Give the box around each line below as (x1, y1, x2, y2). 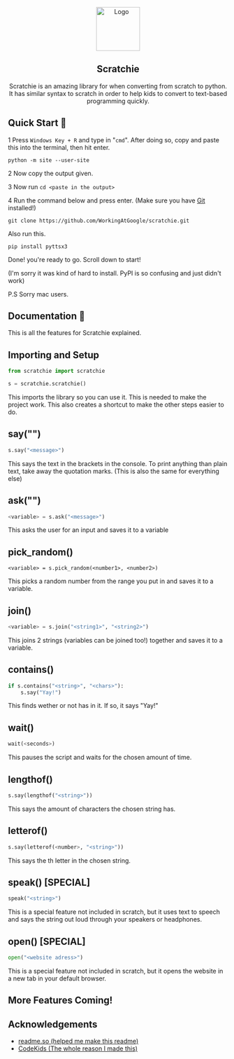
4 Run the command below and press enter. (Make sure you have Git (8, 196, 205, 205)
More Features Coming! (8, 995, 113, 1006)
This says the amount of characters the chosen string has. (8, 805, 176, 813)
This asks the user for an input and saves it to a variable (8, 526, 169, 534)
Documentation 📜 (8, 310, 86, 322)
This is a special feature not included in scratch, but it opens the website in (8, 966, 224, 975)
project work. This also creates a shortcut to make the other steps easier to (8, 400, 224, 409)
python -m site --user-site (8, 156, 90, 164)
